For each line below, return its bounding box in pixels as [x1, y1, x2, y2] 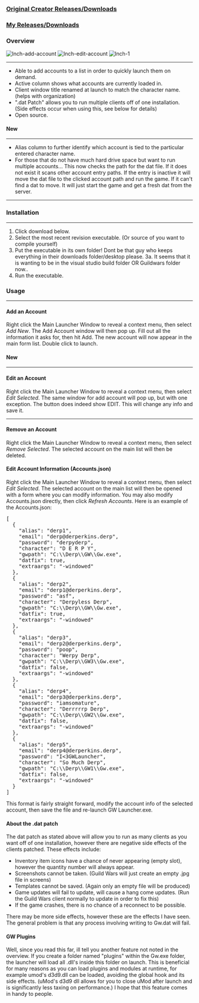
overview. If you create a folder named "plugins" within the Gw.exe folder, [6, 952, 186, 960]
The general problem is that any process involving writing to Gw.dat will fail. [6, 919, 191, 926]
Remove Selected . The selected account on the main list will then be [6, 445, 173, 452]
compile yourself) [14, 240, 58, 247]
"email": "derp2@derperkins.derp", [18, 640, 122, 647]
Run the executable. [14, 272, 64, 279]
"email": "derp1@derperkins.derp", [18, 586, 122, 593]
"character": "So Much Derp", [18, 759, 107, 766]
